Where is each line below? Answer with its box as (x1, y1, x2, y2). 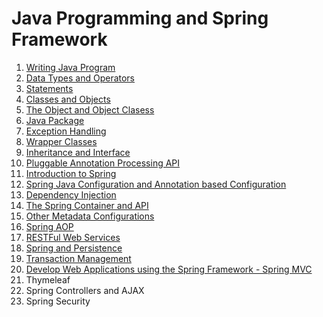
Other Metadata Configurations (25, 210, 155, 222)
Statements (25, 82, 74, 94)
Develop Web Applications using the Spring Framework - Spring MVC (25, 263, 313, 275)
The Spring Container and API (25, 199, 149, 211)
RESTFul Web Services (25, 231, 121, 243)
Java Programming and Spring (11, 7, 269, 30)
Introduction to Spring (25, 167, 117, 179)
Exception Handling (25, 125, 107, 137)
